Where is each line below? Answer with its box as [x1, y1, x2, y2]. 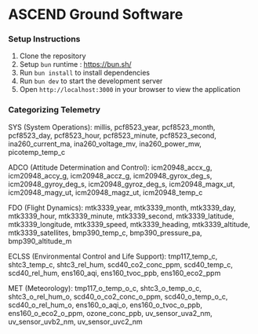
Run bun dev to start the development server [19, 76, 163, 86]
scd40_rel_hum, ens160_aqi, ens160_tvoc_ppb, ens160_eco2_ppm [8, 268, 221, 277]
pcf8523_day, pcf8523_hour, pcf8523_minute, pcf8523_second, [8, 130, 217, 140]
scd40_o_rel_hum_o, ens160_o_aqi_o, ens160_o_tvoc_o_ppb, [8, 300, 202, 310]
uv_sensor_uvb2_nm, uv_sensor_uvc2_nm [8, 317, 143, 326]
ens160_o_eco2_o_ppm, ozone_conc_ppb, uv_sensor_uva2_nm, [8, 308, 213, 317]
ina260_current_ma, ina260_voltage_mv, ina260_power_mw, [8, 139, 202, 149]
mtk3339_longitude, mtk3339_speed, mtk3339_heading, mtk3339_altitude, [8, 219, 251, 229]
